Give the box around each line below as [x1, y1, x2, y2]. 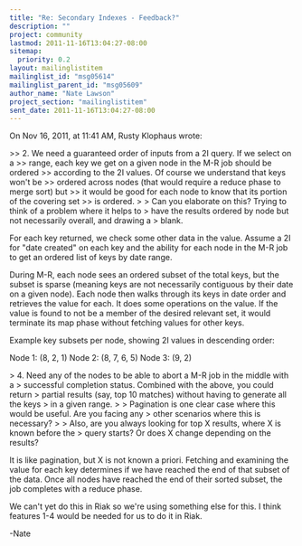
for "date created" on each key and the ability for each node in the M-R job [9, 242, 288, 253]
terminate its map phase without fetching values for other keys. [9, 317, 245, 328]
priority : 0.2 [17, 55, 71, 64]
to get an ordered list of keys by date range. [9, 252, 173, 263]
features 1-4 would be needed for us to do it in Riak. [9, 511, 203, 522]
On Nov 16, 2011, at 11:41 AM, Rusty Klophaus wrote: [9, 130, 203, 141]
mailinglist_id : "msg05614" [9, 72, 116, 81]
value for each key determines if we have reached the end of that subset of [9, 465, 290, 475]
